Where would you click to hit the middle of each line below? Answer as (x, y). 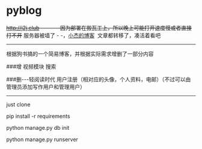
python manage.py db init (38, 127)
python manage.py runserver (42, 139)
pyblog (24, 11)
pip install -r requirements (38, 116)
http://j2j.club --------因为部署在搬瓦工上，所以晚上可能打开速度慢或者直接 (99, 28)
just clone (18, 104)
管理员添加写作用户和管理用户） (46, 87)
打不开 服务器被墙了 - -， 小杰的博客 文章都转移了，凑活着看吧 (84, 35)
